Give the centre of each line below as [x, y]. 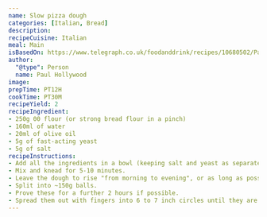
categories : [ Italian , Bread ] [58, 23]
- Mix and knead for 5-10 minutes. [67, 171]
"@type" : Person [42, 68]
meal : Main [26, 45]
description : [30, 30]
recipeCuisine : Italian [48, 38]
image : [19, 82]
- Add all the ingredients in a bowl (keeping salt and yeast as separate [135, 164]
